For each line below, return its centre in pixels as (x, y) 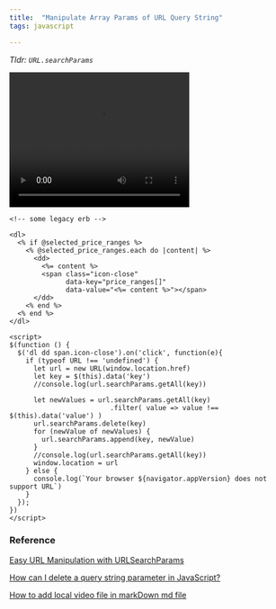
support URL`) (36, 487)
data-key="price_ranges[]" (116, 282)
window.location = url (76, 463)
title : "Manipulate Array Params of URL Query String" (116, 18)
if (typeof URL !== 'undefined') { (92, 361)
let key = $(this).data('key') (92, 376)
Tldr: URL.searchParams (51, 59)
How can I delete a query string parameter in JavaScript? (115, 578)
